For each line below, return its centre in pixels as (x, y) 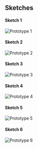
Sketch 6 (14, 129)
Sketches (19, 8)
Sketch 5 (14, 107)
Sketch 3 (14, 64)
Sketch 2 (14, 42)
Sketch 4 (14, 86)
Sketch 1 (14, 20)
